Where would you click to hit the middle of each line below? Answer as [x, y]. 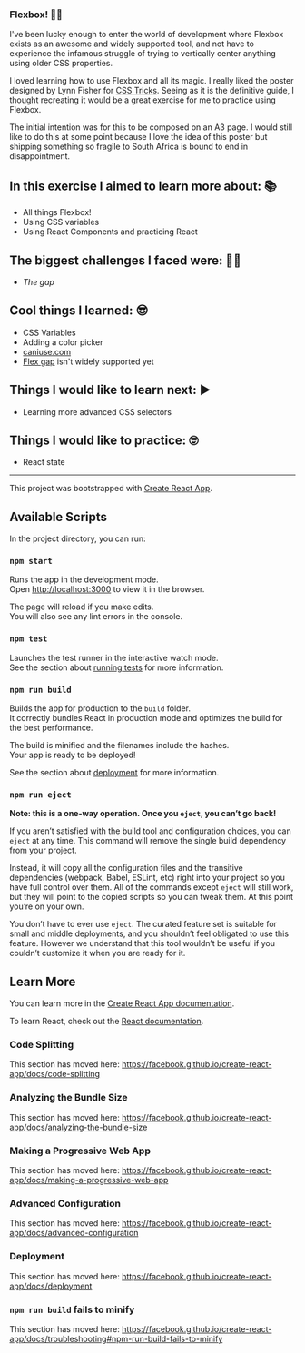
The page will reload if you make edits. [82, 607]
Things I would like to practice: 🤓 [104, 440]
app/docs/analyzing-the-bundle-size [79, 1127]
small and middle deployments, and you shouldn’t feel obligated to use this [149, 933]
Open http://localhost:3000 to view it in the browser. [107, 589]
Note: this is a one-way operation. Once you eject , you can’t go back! [143, 814]
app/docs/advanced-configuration [74, 1233]
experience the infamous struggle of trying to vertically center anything [143, 54]
